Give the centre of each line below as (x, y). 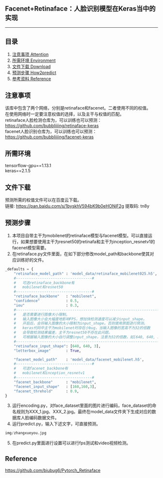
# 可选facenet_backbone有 (41, 369)
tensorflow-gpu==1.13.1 (28, 166)
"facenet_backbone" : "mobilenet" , (55, 382)
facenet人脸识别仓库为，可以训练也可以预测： (51, 132)
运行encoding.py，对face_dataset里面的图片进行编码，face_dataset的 (82, 405)
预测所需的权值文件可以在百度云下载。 (43, 200)
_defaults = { (19, 269)
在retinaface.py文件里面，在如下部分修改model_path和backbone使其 (81, 254)
